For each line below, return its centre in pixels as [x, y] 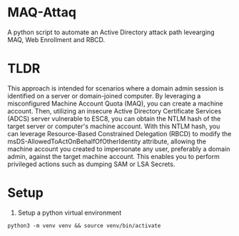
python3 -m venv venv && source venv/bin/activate [84, 225]
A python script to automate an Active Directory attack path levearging [111, 32]
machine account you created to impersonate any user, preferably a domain [119, 149]
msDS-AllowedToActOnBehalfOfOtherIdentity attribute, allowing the [107, 141]
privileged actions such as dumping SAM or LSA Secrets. [91, 164]
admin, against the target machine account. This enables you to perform [113, 156]
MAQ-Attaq [42, 12]
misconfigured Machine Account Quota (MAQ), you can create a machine [115, 103]
